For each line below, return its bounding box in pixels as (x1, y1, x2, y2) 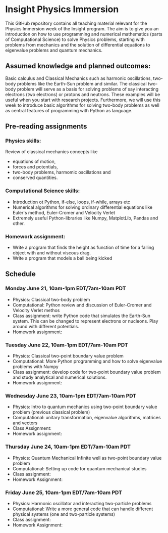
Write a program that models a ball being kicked (12, 255, 113, 261)
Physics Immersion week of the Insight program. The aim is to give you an (5, 25, 159, 31)
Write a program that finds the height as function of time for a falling (12, 244, 154, 251)
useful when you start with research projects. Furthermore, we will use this (5, 97, 161, 103)
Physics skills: (5, 138, 41, 145)
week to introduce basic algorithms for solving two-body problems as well (5, 102, 160, 108)
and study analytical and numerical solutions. (12, 374, 107, 380)
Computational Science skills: (5, 187, 80, 194)
